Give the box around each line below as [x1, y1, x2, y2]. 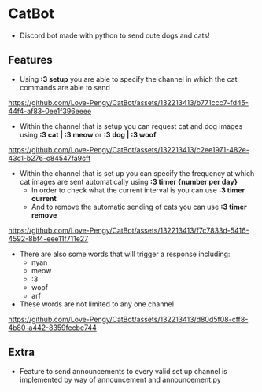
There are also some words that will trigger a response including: [19, 249, 231, 258]
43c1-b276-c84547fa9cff [8, 153, 91, 163]
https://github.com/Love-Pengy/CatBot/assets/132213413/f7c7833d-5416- [8, 225, 249, 235]
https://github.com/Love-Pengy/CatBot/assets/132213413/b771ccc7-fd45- [8, 97, 249, 107]
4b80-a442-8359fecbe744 [8, 323, 97, 332]
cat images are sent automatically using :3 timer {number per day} [19, 177, 238, 186]
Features [8, 53, 53, 67]
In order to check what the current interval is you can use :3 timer [31, 185, 245, 195]
